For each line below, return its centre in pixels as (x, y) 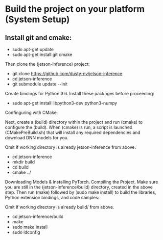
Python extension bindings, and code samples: (52, 198)
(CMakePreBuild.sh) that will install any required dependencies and (73, 133)
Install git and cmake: (38, 38)
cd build (20, 167)
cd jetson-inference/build (38, 216)
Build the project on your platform (75, 9)
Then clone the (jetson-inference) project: (47, 64)
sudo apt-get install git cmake (42, 54)
